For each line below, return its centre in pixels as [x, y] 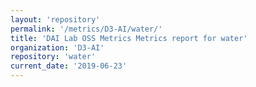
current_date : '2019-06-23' [69, 66]
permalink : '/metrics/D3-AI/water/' [86, 29]
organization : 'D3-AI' [57, 47]
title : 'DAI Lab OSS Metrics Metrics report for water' [129, 38]
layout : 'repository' [55, 19]
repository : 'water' [53, 57]
